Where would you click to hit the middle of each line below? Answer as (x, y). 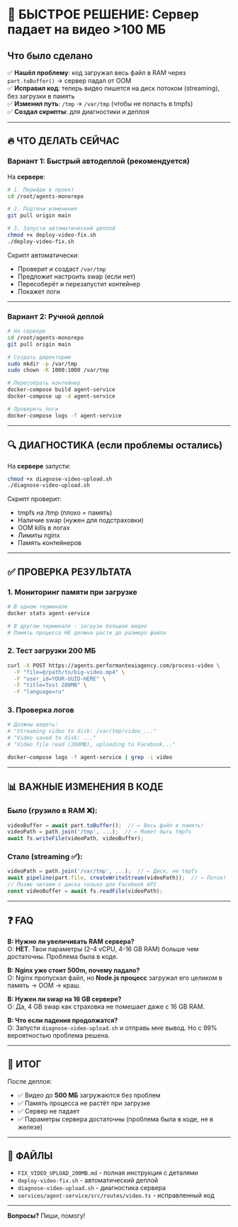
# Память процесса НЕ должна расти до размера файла (87, 633)
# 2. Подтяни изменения (42, 209)
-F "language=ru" (39, 692)
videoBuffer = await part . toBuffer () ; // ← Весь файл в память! (106, 825)
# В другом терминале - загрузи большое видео (77, 626)
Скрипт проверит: (35, 499)
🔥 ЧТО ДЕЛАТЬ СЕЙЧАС (63, 141)
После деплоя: (29, 1081)
